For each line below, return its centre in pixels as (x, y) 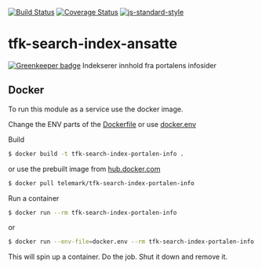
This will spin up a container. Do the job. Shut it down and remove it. (118, 257)
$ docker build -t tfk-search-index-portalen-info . (96, 154)
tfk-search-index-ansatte (93, 44)
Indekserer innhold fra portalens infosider (149, 65)
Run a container (34, 198)
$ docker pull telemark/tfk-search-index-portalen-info (101, 183)
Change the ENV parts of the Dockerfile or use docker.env (102, 124)
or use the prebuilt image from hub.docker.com (84, 169)
